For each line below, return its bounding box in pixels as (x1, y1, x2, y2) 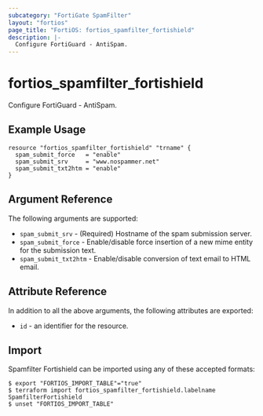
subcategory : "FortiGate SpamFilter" (8, 11, 132, 20)
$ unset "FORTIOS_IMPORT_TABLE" (8, 400, 114, 408)
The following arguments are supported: (8, 213, 139, 223)
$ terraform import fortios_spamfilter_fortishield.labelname (8, 386, 216, 395)
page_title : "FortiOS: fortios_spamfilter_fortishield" (8, 26, 195, 34)
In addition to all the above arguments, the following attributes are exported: (8, 305, 254, 315)
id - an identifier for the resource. (19, 321, 129, 330)
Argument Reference (8, 193, 113, 206)
